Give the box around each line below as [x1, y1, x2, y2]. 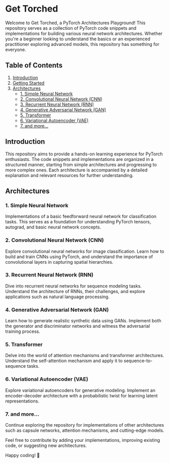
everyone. [5, 46, 26, 52]
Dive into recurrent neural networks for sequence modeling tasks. [5, 283, 142, 289]
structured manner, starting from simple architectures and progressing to [5, 161, 157, 167]
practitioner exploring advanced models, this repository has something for [5, 41, 160, 47]
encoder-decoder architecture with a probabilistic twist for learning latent [5, 392, 158, 398]
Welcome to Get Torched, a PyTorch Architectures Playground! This [5, 20, 146, 26]
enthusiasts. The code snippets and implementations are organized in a [5, 156, 154, 162]
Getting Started [12, 80, 44, 86]
